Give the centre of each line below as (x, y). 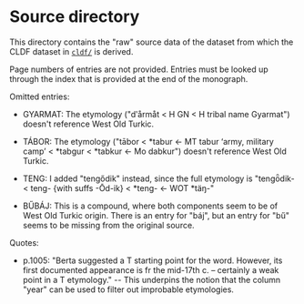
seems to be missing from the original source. (108, 225)
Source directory (75, 17)
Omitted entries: (40, 96)
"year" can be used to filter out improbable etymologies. (128, 289)
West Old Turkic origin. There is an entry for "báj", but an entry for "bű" (156, 215)
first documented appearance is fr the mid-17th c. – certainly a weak (151, 269)
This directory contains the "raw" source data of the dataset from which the (152, 42)
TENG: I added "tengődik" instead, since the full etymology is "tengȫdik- (158, 178)
